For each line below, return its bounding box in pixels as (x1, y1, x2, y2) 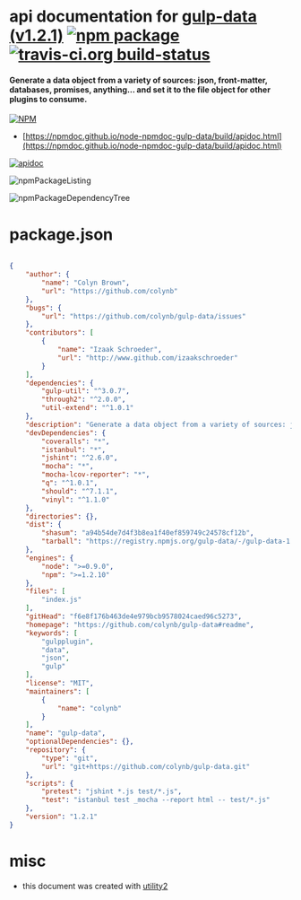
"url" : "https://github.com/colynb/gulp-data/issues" (41, 311, 246, 320)
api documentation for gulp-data (9, 6, 258, 27)
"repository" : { (25, 746, 87, 755)
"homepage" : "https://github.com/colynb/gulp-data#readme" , (25, 620, 254, 629)
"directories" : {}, (25, 511, 99, 521)
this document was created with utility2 (21, 880, 168, 891)
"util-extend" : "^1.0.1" (41, 404, 134, 413)
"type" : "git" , (41, 754, 99, 763)
